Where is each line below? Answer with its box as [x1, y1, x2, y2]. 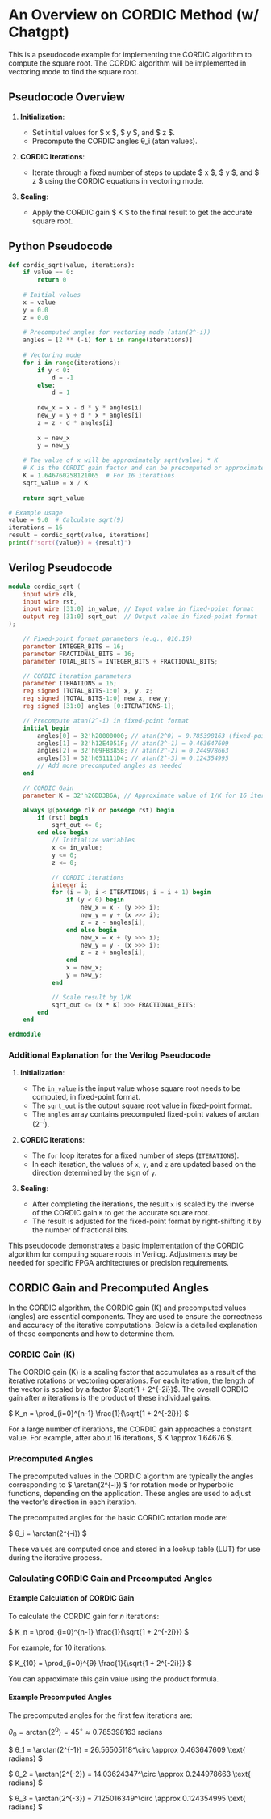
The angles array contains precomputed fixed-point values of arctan [31, 1109, 260, 1119]
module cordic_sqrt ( [8, 583, 81, 591]
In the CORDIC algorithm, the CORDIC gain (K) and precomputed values [8, 1303, 247, 1312]
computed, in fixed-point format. [31, 1092, 141, 1102]
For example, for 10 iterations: [8, 1643, 107, 1652]
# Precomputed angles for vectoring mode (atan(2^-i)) [23, 329, 211, 337]
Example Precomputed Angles [8, 1693, 113, 1702]
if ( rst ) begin [37, 813, 89, 822]
